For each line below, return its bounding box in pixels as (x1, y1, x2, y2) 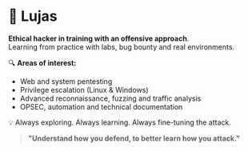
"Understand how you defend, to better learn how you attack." (27, 133, 240, 143)
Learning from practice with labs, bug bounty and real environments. (8, 42, 234, 51)
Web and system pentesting (19, 76, 113, 86)
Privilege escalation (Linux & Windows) (19, 85, 150, 94)
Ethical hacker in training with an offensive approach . (8, 34, 190, 43)
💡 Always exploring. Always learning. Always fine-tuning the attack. (8, 117, 232, 127)
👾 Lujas (8, 7, 58, 26)
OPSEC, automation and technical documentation (19, 101, 183, 111)
